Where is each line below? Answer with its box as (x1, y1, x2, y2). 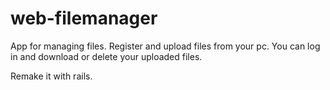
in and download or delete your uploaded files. (10, 50, 203, 62)
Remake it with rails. (10, 70, 93, 82)
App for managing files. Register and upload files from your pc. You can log (10, 40, 321, 52)
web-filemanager (10, 7, 158, 30)
